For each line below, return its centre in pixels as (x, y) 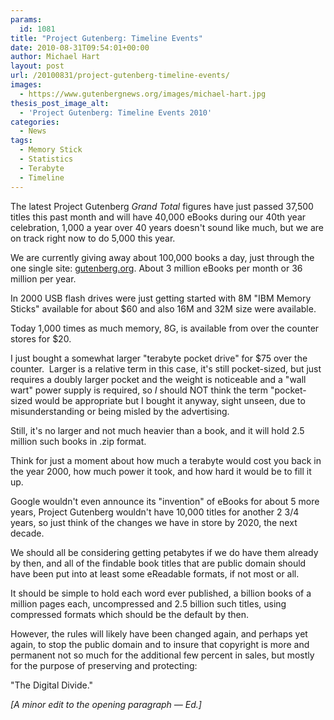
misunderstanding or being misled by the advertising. (120, 411)
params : (26, 19)
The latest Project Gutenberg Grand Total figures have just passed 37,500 (162, 206)
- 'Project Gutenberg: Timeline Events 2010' (116, 112)
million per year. (43, 278)
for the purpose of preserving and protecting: (104, 665)
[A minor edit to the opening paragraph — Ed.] (106, 704)
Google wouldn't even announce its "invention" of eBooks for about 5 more (165, 501)
